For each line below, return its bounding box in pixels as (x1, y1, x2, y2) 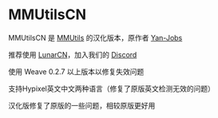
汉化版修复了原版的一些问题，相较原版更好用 (8, 100, 156, 110)
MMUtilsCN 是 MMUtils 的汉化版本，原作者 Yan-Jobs (8, 33, 183, 42)
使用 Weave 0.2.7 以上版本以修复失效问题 (8, 66, 145, 77)
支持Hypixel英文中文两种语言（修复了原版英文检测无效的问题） (8, 84, 216, 93)
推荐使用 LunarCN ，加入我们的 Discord (8, 49, 137, 59)
